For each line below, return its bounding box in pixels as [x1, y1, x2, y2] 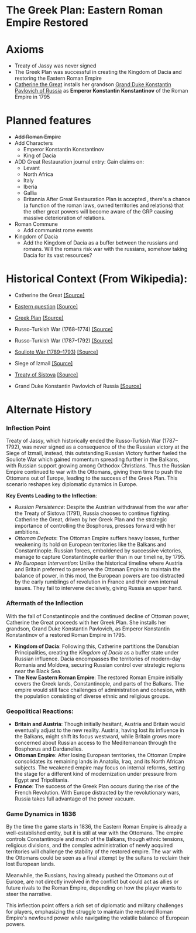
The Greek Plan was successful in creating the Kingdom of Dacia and [14, 69, 183, 76]
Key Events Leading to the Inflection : [6, 492, 98, 499]
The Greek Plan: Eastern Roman [6, 4, 163, 17]
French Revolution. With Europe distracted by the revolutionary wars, [14, 789, 181, 796]
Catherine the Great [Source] [14, 291, 85, 298]
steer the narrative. [6, 891, 52, 898]
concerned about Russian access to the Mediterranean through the [14, 739, 177, 747]
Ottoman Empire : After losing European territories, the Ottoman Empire [14, 752, 186, 759]
